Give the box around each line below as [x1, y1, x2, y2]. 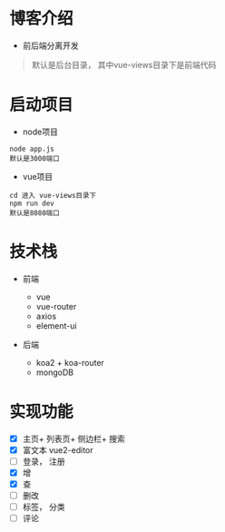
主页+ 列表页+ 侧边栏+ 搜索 [22, 433, 125, 444]
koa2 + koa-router [35, 357, 104, 368]
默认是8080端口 [9, 208, 61, 218]
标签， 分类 [22, 501, 65, 513]
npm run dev [9, 199, 54, 208]
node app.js [9, 144, 54, 153]
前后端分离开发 [22, 40, 79, 51]
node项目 [22, 126, 59, 137]
